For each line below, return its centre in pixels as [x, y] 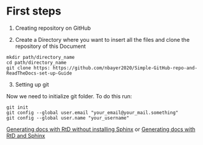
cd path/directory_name [37, 62]
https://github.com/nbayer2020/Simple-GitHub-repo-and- [125, 68]
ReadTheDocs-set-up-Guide [39, 73]
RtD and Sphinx [26, 135]
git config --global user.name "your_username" [68, 118]
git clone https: [28, 68]
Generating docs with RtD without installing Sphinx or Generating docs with [101, 129]
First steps [34, 11]
